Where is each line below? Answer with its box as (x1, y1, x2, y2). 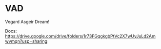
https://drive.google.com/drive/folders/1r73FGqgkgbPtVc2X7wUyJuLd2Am (5, 33, 156, 39)
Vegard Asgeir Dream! (5, 19, 50, 24)
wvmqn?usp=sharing (5, 38, 48, 44)
